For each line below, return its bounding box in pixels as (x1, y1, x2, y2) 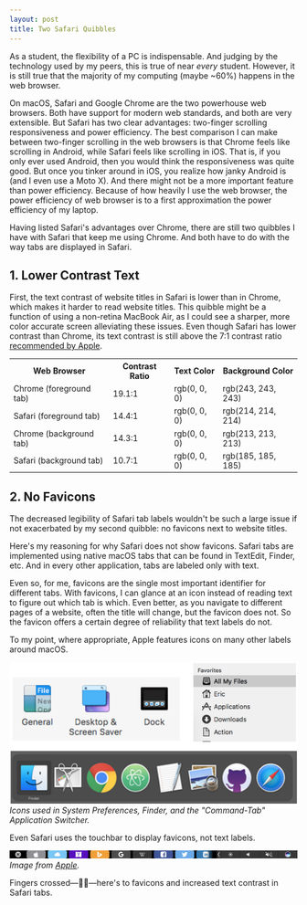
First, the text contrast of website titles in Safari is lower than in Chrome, (9, 292, 281, 303)
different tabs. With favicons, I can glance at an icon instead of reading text (9, 587, 292, 598)
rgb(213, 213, (222, 427, 277, 438)
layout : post (9, 15, 59, 24)
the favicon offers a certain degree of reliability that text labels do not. (9, 616, 272, 627)
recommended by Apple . (9, 341, 103, 352)
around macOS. (9, 644, 69, 655)
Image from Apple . (9, 859, 80, 871)
